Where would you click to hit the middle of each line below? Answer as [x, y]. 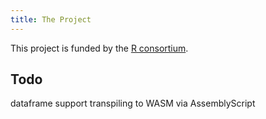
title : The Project [51, 19]
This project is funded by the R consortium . [99, 48]
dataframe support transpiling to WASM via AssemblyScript [133, 103]
